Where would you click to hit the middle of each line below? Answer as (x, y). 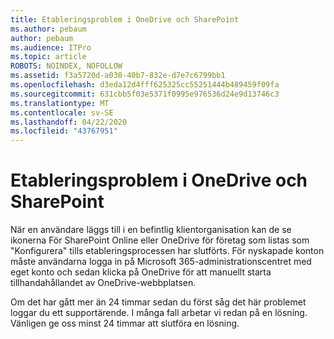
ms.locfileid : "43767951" (64, 131)
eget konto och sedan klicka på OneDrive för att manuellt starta (141, 272)
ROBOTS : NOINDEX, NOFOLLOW (66, 66)
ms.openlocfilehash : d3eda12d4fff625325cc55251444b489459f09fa (145, 85)
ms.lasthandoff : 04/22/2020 (69, 122)
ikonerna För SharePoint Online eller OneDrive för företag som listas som (160, 240)
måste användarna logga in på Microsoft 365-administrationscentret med (161, 262)
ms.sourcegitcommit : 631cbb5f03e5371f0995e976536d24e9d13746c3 (145, 94)
